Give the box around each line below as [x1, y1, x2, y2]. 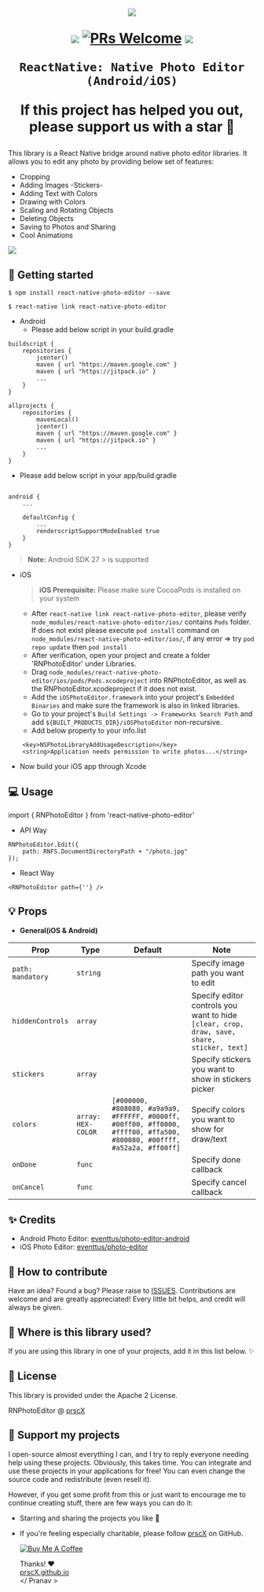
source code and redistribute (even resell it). [8, 1474, 152, 1484]
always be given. [8, 1303, 63, 1312]
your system [38, 594, 80, 603]
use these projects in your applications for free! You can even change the [8, 1466, 246, 1476]
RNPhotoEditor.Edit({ [8, 840, 79, 848]
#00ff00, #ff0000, [112, 1120, 181, 1128]
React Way [19, 868, 55, 877]
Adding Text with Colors [19, 189, 98, 198]
